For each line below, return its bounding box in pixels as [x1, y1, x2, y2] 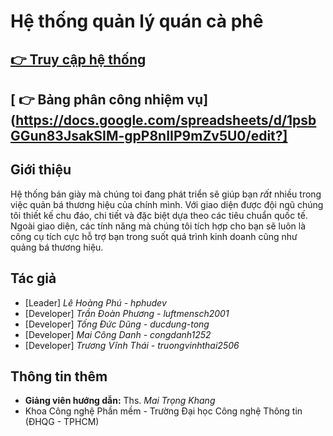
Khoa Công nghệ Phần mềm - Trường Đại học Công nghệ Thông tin [24, 405, 303, 417]
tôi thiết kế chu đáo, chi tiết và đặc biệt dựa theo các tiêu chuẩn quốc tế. [10, 209, 308, 221]
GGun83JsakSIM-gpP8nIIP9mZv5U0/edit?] [10, 127, 288, 144]
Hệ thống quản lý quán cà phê [10, 10, 264, 33]
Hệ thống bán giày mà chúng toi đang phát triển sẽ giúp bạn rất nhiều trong [10, 188, 322, 200]
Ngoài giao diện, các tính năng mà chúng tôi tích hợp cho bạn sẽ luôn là [10, 220, 307, 232]
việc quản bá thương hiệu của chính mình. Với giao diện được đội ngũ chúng [10, 198, 324, 210]
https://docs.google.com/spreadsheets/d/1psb [15, 111, 317, 129]
